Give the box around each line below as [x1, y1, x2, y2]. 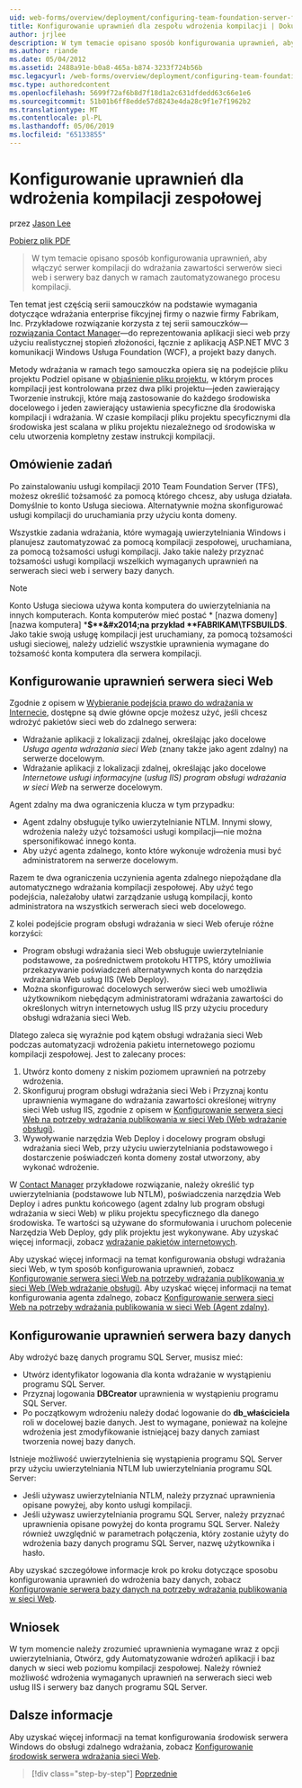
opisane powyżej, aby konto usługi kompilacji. [22, 1499, 192, 1511]
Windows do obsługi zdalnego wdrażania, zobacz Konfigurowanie [9, 1741, 253, 1752]
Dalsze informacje [9, 1708, 114, 1723]
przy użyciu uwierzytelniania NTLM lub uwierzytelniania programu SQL [9, 1463, 272, 1474]
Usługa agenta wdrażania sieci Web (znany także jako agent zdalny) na [22, 744, 289, 755]
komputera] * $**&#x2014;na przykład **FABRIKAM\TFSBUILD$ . [39, 619, 288, 630]
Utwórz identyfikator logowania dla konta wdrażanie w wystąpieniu [22, 1369, 271, 1381]
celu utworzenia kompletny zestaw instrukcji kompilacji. [9, 431, 216, 442]
